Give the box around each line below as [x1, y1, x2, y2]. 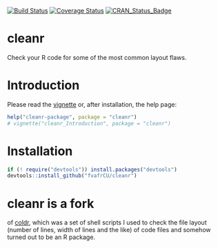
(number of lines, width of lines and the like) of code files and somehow [7, 226, 211, 234]
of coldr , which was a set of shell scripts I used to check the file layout [7, 218, 207, 227]
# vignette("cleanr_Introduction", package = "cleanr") [7, 120, 171, 127]
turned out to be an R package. [7, 233, 95, 241]
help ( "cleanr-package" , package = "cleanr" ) [7, 114, 137, 121]
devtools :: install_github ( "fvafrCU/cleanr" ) [7, 172, 137, 179]
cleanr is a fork [7, 196, 95, 211]
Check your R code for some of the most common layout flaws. [7, 53, 188, 61]
